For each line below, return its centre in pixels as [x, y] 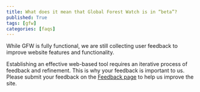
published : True [27, 18]
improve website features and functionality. [60, 53]
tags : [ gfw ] [21, 23]
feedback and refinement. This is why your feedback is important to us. [95, 71]
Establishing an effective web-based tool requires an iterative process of [97, 64]
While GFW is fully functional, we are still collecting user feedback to [92, 46]
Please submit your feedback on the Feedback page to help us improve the [100, 77]
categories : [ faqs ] [31, 29]
